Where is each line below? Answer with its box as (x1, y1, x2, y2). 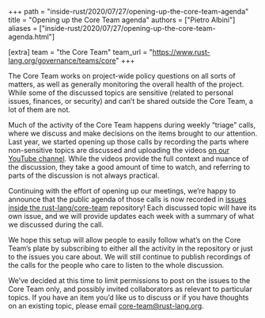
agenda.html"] (8, 32, 55, 41)
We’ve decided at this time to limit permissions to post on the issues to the (8, 276, 251, 285)
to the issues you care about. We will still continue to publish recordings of (8, 252, 251, 261)
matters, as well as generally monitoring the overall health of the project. (8, 79, 244, 89)
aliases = (8, 24, 38, 33)
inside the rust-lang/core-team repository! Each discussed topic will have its (8, 203, 257, 213)
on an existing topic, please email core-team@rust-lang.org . (8, 301, 204, 310)
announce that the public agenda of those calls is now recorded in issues (8, 194, 247, 204)
